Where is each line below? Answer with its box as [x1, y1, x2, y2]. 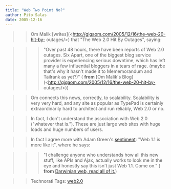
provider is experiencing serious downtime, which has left [43, 58, 165, 64]
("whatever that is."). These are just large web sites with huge [30, 121, 161, 127]
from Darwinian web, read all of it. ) [43, 168, 117, 175]
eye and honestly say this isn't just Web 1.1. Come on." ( [43, 163, 160, 169]
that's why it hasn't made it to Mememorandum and [43, 68, 153, 74]
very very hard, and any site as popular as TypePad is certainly [30, 100, 164, 106]
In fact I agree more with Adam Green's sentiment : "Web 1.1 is [30, 137, 160, 143]
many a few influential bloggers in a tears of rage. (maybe [43, 63, 165, 69]
